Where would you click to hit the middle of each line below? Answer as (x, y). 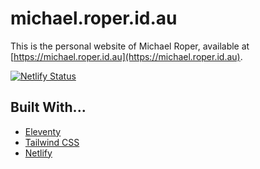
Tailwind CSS (52, 142)
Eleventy (43, 131)
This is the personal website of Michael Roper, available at (130, 46)
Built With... (48, 107)
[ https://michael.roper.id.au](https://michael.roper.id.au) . (126, 56)
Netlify (38, 153)
